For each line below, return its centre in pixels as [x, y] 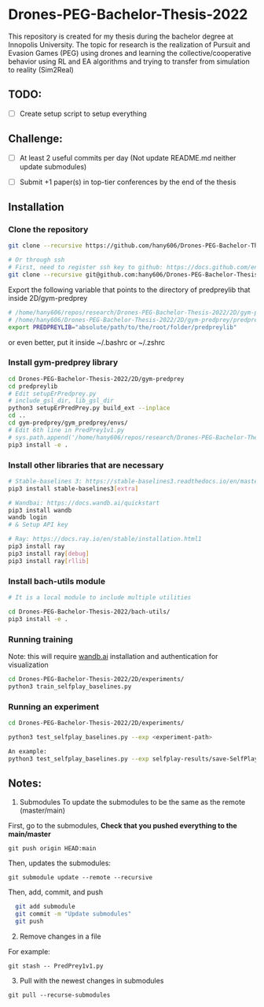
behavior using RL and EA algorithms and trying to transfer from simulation [129, 61]
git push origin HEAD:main [52, 849]
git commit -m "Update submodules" [73, 914]
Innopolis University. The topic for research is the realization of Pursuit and [129, 44]
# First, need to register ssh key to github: [86, 268]
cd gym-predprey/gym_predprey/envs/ [68, 423]
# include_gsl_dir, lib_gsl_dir [61, 401]
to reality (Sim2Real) [41, 69]
